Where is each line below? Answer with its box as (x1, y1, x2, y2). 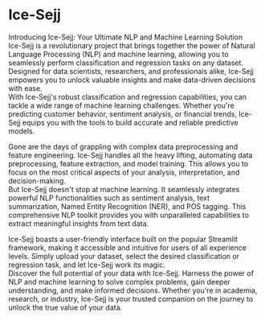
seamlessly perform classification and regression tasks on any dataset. (8, 58, 243, 68)
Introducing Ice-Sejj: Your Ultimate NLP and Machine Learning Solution (8, 32, 243, 42)
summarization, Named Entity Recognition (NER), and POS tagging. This (8, 201, 247, 211)
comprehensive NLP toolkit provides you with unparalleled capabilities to (8, 210, 249, 219)
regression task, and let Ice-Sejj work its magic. (8, 260, 166, 269)
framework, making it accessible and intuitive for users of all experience (8, 243, 247, 252)
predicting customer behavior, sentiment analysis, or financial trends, (8, 109, 237, 118)
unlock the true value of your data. (8, 302, 123, 312)
